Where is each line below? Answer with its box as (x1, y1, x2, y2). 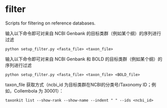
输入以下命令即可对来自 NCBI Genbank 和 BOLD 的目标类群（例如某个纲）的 (5, 56, 162, 62)
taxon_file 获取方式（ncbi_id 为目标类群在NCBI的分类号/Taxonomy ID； (5, 81, 152, 87)
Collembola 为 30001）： (14, 87, 64, 93)
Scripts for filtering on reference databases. (5, 20, 96, 26)
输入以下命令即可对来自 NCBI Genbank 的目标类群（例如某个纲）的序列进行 (5, 30, 161, 36)
